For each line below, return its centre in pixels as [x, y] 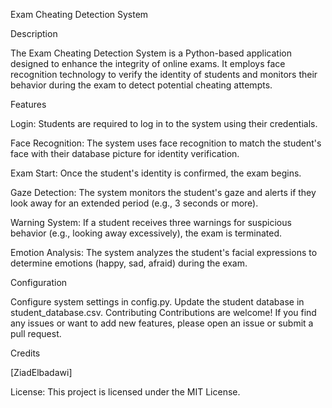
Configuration [39, 282]
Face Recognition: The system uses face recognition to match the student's [166, 143]
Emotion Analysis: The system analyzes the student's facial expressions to [164, 252]
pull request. [36, 333]
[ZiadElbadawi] [41, 372]
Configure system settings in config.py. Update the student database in [157, 302]
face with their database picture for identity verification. [125, 153]
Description [34, 33]
